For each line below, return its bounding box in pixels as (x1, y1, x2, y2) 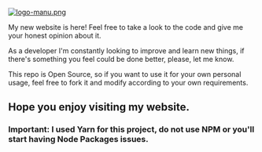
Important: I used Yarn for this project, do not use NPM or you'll (8, 124, 255, 135)
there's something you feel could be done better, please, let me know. (8, 55, 234, 63)
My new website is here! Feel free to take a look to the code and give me (8, 23, 244, 31)
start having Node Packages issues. (8, 134, 149, 145)
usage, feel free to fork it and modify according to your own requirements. (8, 78, 249, 87)
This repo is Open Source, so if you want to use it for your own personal (8, 70, 242, 78)
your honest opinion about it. (8, 31, 101, 40)
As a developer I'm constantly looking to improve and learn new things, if (8, 46, 245, 55)
